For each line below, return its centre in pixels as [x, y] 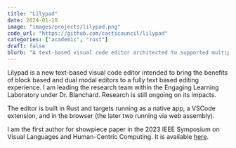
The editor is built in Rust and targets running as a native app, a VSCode [111, 108]
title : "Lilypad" [33, 14]
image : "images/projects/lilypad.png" [64, 27]
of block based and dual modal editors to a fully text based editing [103, 80]
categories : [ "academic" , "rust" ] [58, 40]
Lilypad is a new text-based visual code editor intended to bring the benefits [118, 72]
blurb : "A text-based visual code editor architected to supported [108, 53]
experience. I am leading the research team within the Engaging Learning [113, 87]
